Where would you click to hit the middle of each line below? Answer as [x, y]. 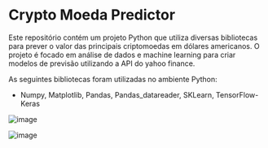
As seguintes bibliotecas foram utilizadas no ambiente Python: [113, 79]
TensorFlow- [237, 94]
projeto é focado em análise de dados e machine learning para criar [122, 54]
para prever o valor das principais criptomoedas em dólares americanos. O [134, 46]
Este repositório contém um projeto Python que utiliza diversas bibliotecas [133, 37]
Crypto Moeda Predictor [92, 15]
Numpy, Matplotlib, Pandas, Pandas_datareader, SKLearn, [117, 94]
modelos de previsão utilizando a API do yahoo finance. [102, 63]
